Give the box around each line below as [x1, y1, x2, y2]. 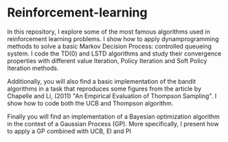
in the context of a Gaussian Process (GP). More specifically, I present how [7, 119, 219, 128]
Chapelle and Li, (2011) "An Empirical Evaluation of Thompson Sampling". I [7, 91, 217, 100]
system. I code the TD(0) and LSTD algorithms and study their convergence [7, 49, 222, 58]
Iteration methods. [7, 64, 59, 72]
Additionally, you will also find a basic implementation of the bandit [7, 77, 196, 85]
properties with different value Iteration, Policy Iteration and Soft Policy [7, 56, 207, 64]
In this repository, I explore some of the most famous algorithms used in [7, 27, 211, 36]
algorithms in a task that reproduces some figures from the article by [7, 84, 202, 93]
